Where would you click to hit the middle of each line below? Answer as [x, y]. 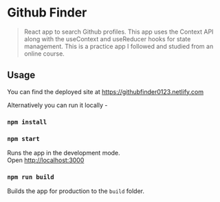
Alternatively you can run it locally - [57, 105]
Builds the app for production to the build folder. [76, 191]
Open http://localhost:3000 [46, 160]
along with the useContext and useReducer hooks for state [107, 38]
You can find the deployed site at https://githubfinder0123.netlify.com [106, 91]
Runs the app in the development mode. [64, 153]
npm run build [31, 177]
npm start [23, 138]
